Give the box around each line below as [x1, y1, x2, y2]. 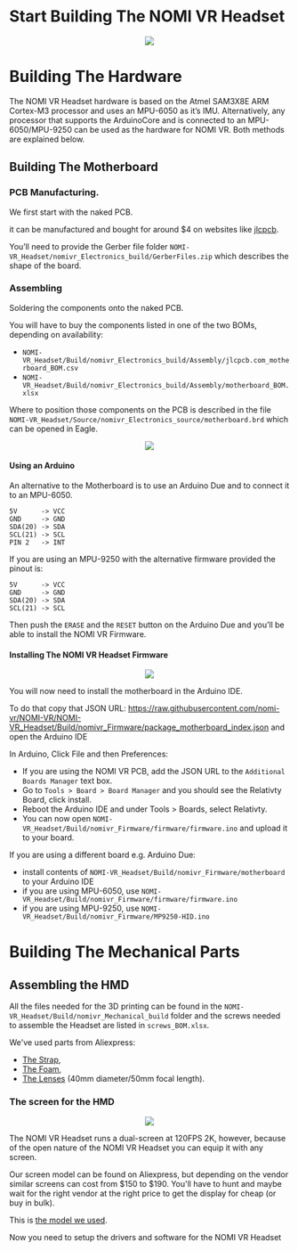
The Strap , [21, 1054, 61, 1066]
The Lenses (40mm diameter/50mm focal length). [21, 1074, 205, 1084]
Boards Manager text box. [21, 775, 113, 786]
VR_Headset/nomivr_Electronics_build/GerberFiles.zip [9, 252, 213, 261]
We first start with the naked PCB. [9, 207, 133, 217]
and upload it [239, 822, 288, 834]
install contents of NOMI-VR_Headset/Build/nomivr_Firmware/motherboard [21, 867, 286, 878]
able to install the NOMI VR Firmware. [9, 629, 147, 640]
